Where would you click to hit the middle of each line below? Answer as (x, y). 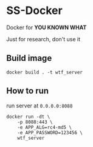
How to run (28, 91)
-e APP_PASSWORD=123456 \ (50, 132)
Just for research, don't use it (43, 39)
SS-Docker (34, 11)
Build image (29, 58)
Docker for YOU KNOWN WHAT (46, 27)
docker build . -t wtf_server (45, 72)
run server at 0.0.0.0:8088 (40, 105)
